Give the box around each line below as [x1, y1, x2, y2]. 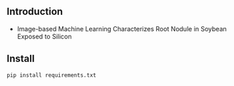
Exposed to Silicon [16, 32, 72, 41]
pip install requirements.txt [6, 71, 97, 79]
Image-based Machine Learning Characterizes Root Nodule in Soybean [16, 24, 228, 33]
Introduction [6, 6, 63, 18]
